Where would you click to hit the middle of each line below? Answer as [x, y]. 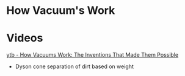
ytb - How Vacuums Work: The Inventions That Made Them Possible [92, 55]
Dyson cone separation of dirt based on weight [74, 66]
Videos [25, 38]
